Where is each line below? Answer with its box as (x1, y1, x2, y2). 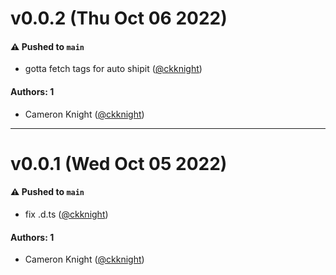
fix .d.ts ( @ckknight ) (24, 208, 109, 220)
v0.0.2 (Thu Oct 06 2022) (10, 7, 228, 30)
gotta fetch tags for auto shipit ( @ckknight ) (24, 63, 203, 75)
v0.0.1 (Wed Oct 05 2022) (10, 152, 228, 175)
